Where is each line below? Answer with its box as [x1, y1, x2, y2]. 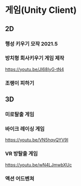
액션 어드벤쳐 [5, 175, 34, 182]
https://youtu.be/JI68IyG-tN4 [5, 66, 64, 72]
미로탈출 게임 [5, 111, 34, 118]
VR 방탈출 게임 [5, 150, 38, 157]
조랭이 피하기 [5, 80, 34, 87]
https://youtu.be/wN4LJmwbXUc [5, 162, 72, 168]
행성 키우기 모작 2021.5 [5, 40, 58, 47]
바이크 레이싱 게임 [5, 125, 45, 132]
